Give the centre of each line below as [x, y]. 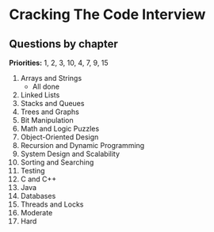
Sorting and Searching [57, 162]
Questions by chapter [63, 44]
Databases [38, 196]
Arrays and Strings [51, 78]
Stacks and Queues [52, 103]
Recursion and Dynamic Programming [82, 145]
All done [46, 86]
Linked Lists [40, 95]
